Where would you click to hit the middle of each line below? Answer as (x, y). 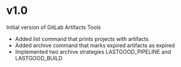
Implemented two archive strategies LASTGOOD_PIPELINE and (93, 51)
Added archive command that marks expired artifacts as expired (95, 45)
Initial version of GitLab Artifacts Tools (54, 27)
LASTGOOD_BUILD (39, 58)
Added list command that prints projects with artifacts (82, 39)
